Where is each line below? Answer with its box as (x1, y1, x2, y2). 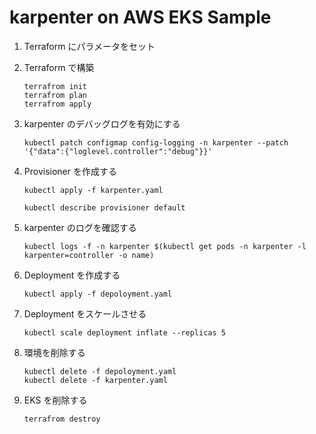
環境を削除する (23, 346, 86, 358)
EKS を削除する (23, 394, 88, 406)
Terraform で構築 (23, 61, 95, 73)
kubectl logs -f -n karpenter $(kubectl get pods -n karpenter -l (23, 241, 307, 251)
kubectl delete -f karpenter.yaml (23, 375, 168, 385)
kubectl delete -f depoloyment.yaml (23, 366, 177, 376)
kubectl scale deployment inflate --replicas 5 (23, 327, 226, 338)
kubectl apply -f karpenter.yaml (23, 185, 164, 195)
